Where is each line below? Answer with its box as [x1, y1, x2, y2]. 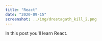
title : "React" [5, 7, 38, 12]
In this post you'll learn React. [5, 30, 68, 36]
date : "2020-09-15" [5, 12, 47, 17]
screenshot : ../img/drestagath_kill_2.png [5, 16, 97, 21]
